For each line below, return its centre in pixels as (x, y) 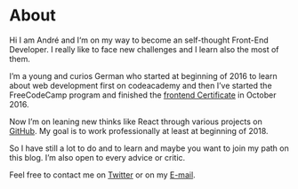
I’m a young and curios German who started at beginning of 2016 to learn (143, 75)
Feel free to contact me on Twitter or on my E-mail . (102, 175)
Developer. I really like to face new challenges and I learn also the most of (144, 49)
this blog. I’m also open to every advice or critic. (97, 157)
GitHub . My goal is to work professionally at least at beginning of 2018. (139, 130)
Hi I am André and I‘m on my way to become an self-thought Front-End (139, 40)
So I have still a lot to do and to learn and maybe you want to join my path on (149, 148)
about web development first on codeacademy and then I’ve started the (141, 85)
